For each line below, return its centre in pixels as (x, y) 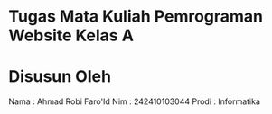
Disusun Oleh (60, 77)
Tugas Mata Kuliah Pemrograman (136, 17)
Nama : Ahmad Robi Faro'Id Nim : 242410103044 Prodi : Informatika (135, 101)
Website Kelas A (71, 35)
